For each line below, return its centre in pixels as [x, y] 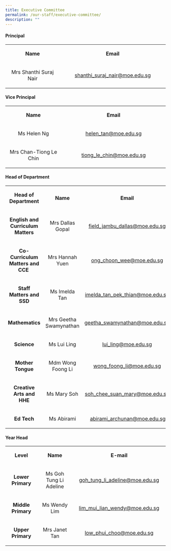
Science [24, 344]
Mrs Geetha [62, 320]
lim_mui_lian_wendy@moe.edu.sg [119, 508]
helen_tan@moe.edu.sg [114, 133]
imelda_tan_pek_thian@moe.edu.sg [127, 295]
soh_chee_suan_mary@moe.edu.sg [127, 394]
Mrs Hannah [62, 257]
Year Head [17, 438]
